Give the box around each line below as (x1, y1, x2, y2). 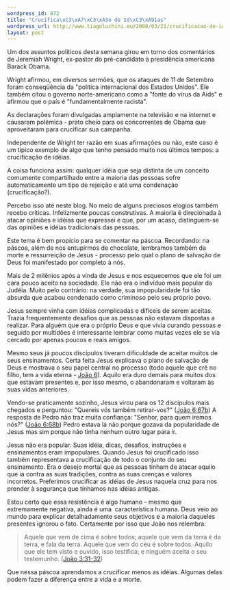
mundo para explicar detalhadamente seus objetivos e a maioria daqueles (7, 513, 216, 521)
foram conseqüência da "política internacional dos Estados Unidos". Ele (7, 83, 209, 91)
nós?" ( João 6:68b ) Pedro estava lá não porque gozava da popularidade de (7, 420, 220, 428)
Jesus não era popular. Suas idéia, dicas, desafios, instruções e (7, 441, 187, 449)
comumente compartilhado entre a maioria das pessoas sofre (7, 174, 181, 182)
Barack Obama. (7, 62, 51, 70)
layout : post (7, 29, 44, 36)
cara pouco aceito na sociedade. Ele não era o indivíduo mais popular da (7, 279, 212, 287)
